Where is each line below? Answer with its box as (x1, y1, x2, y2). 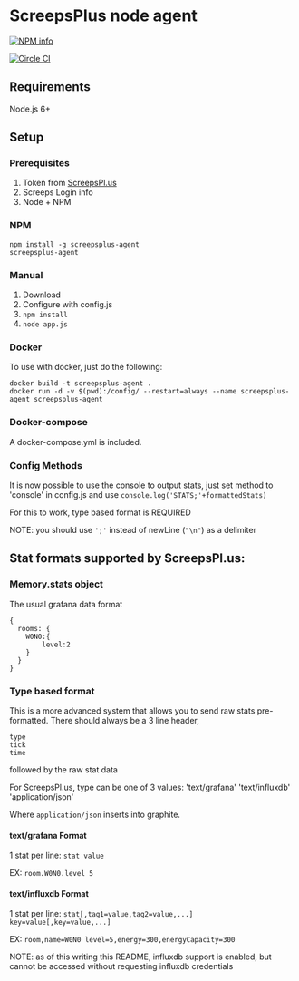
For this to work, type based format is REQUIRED (9, 507, 192, 518)
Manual (9, 268, 43, 281)
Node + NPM (22, 197, 72, 208)
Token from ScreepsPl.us (22, 178, 118, 189)
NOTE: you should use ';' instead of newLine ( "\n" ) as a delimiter (9, 524, 256, 535)
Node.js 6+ (9, 103, 52, 114)
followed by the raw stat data (9, 763, 118, 775)
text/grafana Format (9, 830, 88, 840)
